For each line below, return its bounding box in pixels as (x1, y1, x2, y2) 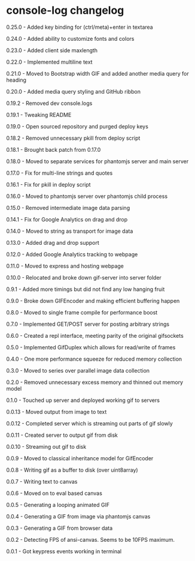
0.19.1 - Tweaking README (6, 111, 72, 118)
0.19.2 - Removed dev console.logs (6, 100, 93, 107)
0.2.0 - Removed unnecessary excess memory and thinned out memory (6, 379, 184, 386)
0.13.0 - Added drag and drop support (6, 239, 100, 246)
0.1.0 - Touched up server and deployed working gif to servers (6, 397, 160, 404)
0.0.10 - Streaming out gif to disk (6, 443, 87, 450)
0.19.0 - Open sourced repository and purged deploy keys (6, 122, 148, 130)
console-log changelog (6, 4, 124, 17)
